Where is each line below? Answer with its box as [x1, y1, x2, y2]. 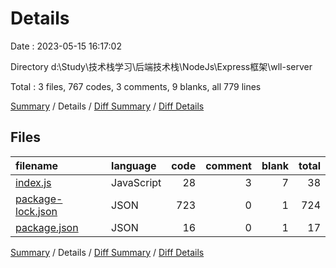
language [111, 158, 157, 172]
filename [15, 158, 59, 172]
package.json [15, 220, 79, 234]
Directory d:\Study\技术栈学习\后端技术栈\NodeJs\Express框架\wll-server [10, 60, 313, 72]
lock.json [15, 204, 58, 218]
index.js [15, 175, 52, 189]
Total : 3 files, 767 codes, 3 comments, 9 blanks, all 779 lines [10, 80, 262, 92]
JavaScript [111, 175, 162, 189]
